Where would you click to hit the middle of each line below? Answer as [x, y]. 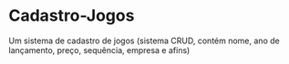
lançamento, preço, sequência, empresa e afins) [99, 50]
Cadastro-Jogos [72, 16]
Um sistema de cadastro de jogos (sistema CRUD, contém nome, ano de [144, 41]
